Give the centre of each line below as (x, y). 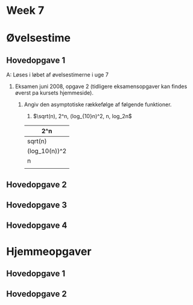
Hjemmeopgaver (49, 251)
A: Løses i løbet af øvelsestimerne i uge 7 (57, 75)
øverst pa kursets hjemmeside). (54, 93)
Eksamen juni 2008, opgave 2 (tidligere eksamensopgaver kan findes (101, 86)
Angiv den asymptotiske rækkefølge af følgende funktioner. (98, 105)
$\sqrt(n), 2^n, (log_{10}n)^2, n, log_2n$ (82, 116)
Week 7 (25, 11)
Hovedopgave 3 (37, 205)
